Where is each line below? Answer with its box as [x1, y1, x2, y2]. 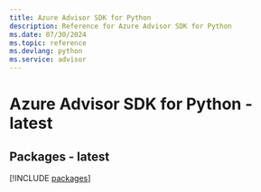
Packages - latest [9, 149, 110, 164]
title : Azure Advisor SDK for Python [9, 13, 152, 23]
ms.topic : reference [9, 38, 88, 48]
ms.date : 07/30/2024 [9, 30, 88, 39]
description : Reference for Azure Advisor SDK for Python [9, 22, 232, 31]
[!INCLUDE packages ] [9, 173, 91, 183]
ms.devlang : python [9, 47, 83, 56]
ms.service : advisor [9, 55, 88, 64]
